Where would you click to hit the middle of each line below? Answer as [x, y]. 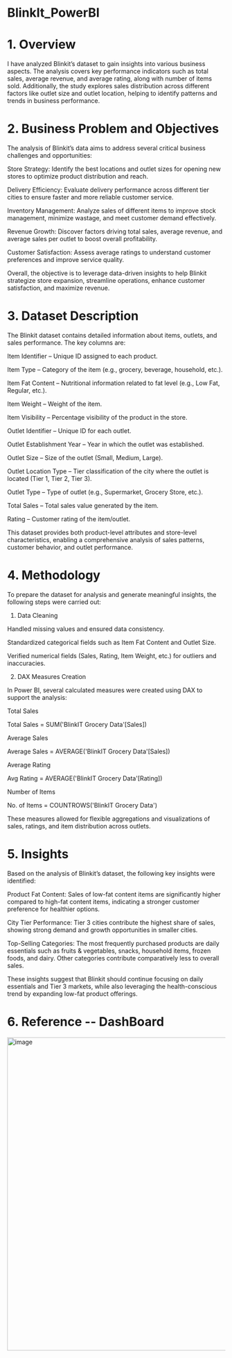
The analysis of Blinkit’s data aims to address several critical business [106, 148]
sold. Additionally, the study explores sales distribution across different [108, 86]
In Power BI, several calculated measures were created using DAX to [105, 690]
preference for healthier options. [54, 909]
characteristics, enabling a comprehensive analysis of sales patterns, [106, 540]
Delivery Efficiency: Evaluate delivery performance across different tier [108, 190]
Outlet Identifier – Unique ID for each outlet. [69, 431]
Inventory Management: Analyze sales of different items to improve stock [111, 211]
